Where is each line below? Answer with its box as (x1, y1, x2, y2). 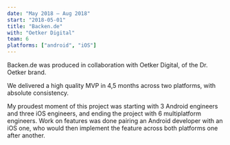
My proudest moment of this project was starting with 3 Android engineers (7, 102, 218, 110)
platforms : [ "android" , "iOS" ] (7, 42, 97, 49)
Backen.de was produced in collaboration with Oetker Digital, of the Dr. (7, 61, 208, 69)
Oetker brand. (7, 68, 47, 76)
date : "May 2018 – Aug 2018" (7, 10, 91, 17)
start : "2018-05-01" (7, 16, 67, 23)
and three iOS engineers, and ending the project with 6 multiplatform (7, 109, 201, 118)
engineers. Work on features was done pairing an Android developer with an (7, 117, 223, 124)
